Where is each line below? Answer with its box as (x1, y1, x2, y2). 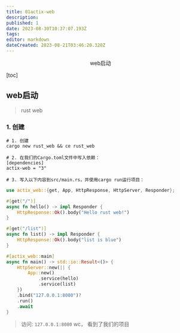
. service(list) (38, 281, 77, 287)
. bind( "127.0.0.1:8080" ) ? (17, 292, 82, 298)
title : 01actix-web (6, 8, 55, 15)
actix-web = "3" (6, 165, 47, 171)
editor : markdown (6, 37, 50, 43)
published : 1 (6, 20, 39, 26)
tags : (6, 31, 20, 37)
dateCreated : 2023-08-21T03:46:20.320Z (6, 43, 106, 49)
